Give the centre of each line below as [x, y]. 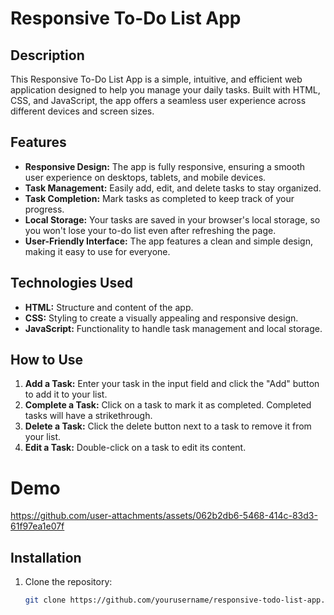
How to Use [47, 360]
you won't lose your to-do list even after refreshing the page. [150, 230]
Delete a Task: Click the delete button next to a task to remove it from [168, 426]
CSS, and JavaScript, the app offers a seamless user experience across [158, 100]
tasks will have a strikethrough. [88, 416]
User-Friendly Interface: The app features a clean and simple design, [168, 241]
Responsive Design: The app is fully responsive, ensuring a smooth [165, 166]
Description [47, 55]
